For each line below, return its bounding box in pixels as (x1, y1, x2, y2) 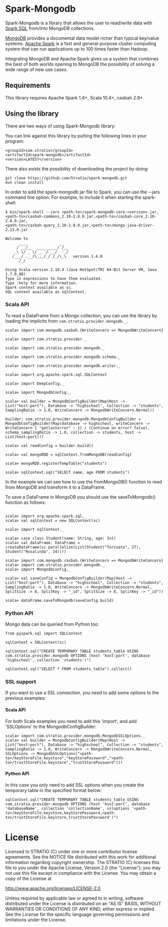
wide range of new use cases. (5, 66, 68, 73)
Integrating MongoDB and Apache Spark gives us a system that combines (5, 55, 159, 61)
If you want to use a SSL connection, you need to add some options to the (5, 690, 159, 696)
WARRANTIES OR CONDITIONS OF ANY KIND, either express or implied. (5, 906, 155, 912)
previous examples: (5, 695, 46, 701)
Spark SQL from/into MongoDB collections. (5, 25, 95, 31)
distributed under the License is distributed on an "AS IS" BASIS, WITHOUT (5, 900, 161, 906)
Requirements (5, 81, 50, 90)
